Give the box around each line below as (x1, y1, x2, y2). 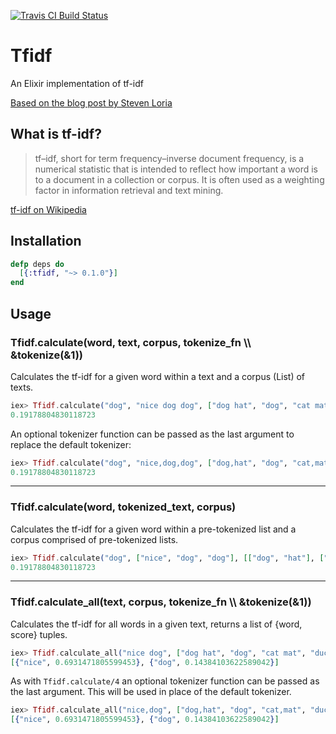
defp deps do (10, 259, 65, 269)
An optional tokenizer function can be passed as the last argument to (10, 428, 295, 440)
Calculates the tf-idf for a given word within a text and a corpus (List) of (10, 370, 306, 382)
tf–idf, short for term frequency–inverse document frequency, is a (34, 152, 305, 164)
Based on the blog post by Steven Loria (10, 96, 173, 109)
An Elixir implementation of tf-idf (10, 77, 144, 89)
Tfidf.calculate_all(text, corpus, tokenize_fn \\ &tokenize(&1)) (10, 595, 312, 609)
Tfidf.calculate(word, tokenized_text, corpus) (10, 500, 237, 514)
